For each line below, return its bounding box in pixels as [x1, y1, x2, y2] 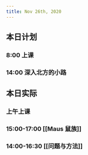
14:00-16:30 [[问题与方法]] [6, 142, 83, 150]
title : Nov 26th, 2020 [6, 8, 62, 15]
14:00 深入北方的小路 [6, 68, 67, 77]
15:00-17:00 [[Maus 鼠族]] [6, 125, 82, 133]
